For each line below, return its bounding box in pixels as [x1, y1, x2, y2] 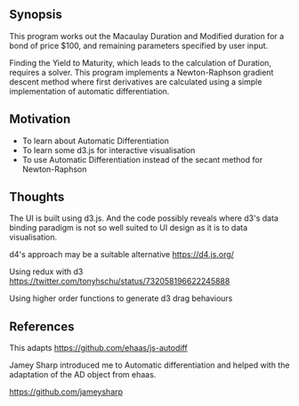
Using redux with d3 [9, 266, 84, 277]
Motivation [9, 111, 71, 127]
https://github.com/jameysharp [9, 386, 123, 397]
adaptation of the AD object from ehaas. [9, 369, 157, 380]
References [9, 319, 75, 334]
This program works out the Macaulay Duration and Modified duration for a [9, 30, 285, 41]
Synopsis [9, 7, 62, 22]
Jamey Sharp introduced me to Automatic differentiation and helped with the [9, 360, 290, 370]
